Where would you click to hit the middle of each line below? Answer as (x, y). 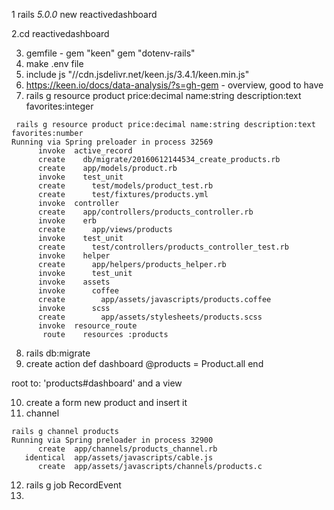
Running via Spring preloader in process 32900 (112, 440)
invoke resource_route (87, 326)
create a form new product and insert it (106, 402)
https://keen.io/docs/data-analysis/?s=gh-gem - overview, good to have (174, 85)
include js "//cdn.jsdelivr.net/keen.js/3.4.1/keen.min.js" (137, 74)
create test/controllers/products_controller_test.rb (163, 247)
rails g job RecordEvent (73, 485)
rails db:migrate (58, 353)
